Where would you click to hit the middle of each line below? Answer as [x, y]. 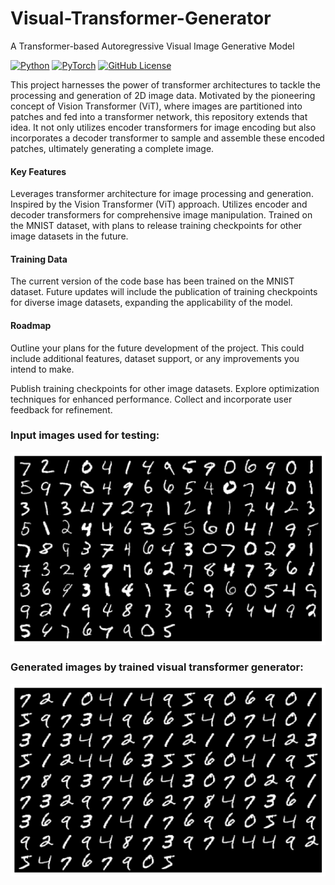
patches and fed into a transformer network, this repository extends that [159, 116]
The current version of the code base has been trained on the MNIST [152, 281]
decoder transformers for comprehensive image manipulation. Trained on [161, 215]
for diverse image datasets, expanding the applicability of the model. [151, 303]
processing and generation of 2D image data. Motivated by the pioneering [163, 95]
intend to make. [42, 369]
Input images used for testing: [85, 435]
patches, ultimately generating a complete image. [112, 148]
